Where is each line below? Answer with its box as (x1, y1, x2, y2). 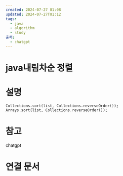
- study (10, 30, 26, 35)
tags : (5, 16, 17, 21)
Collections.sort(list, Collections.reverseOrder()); (5, 103, 119, 108)
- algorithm (10, 26, 35, 31)
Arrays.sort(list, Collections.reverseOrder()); (5, 107, 108, 113)
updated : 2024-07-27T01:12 (5, 12, 61, 17)
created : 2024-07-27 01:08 (5, 7, 61, 12)
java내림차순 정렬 (5, 62, 73, 73)
